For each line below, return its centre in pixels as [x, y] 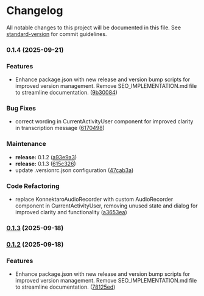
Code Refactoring [33, 186]
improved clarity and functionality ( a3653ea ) [71, 212]
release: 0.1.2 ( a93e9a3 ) [46, 157]
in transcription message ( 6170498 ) [60, 128]
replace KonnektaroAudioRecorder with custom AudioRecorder [94, 200]
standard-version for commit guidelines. [57, 34]
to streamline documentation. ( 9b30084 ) [66, 93]
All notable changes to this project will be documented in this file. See [94, 27]
